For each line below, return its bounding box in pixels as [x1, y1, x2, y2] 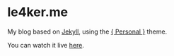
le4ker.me [7, 4, 69, 20]
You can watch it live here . [7, 41, 85, 49]
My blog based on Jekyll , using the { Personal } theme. [7, 27, 168, 36]
